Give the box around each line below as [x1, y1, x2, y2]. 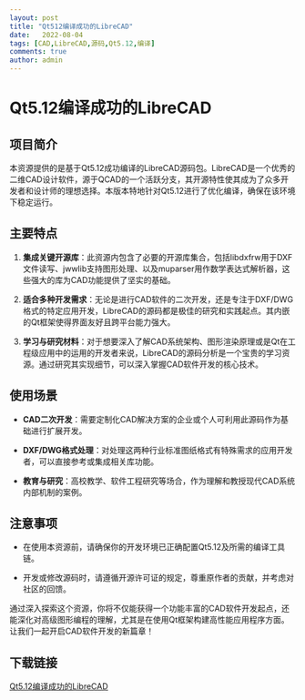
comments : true [9, 47, 67, 56]
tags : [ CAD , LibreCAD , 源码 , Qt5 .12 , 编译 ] [9, 38, 156, 48]
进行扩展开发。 [30, 425, 87, 436]
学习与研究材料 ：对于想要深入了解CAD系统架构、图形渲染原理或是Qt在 [22, 336, 289, 347]
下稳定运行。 [9, 197, 57, 208]
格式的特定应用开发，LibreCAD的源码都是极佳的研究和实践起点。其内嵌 [22, 305, 290, 316]
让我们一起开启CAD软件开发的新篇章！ [9, 625, 155, 637]
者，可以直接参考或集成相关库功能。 [22, 456, 159, 467]
